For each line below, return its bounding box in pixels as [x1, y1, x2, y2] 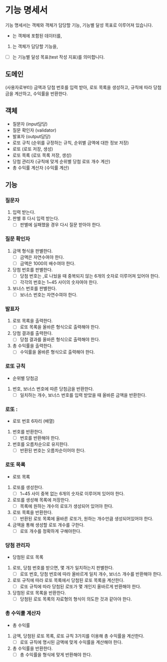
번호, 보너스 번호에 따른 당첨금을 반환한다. [12, 386, 94, 392]
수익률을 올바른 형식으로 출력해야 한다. [19, 349, 95, 355]
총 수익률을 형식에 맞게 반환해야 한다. [19, 651, 92, 657]
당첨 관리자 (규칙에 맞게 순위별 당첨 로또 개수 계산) [12, 158, 110, 164]
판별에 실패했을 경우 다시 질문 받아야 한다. [19, 222, 101, 228]
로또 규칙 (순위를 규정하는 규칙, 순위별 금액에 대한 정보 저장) [12, 140, 129, 146]
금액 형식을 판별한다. [12, 248, 53, 254]
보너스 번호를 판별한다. [12, 285, 57, 291]
